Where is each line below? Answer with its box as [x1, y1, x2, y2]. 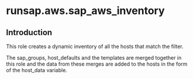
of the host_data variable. [6, 67, 67, 74]
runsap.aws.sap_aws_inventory [6, 4, 165, 18]
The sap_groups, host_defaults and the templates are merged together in [6, 54, 182, 61]
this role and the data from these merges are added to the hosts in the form [6, 60, 188, 67]
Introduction [6, 28, 53, 37]
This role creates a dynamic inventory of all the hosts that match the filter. [6, 43, 184, 50]
